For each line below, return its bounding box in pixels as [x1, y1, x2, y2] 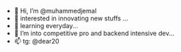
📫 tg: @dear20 [13, 37, 60, 45]
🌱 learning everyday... [13, 22, 78, 30]
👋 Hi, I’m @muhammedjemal [13, 7, 97, 15]
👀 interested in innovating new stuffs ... [13, 14, 128, 22]
